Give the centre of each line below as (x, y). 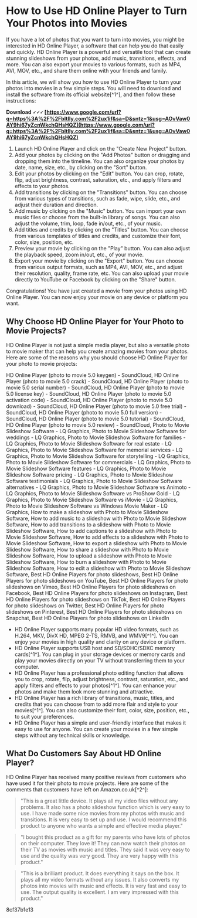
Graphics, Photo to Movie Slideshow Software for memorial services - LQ (94, 450)
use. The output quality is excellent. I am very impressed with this (99, 892)
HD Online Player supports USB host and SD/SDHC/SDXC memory (95, 648)
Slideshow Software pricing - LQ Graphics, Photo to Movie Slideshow (90, 475)
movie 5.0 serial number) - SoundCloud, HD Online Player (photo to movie (95, 387)
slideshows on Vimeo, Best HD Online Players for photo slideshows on (91, 587)
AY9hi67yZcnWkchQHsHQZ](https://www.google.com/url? (81, 125)
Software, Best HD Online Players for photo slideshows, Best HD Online (92, 574)
